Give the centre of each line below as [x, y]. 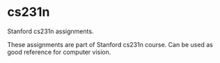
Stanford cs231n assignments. [50, 31]
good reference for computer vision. [59, 52]
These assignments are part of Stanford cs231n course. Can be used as [110, 44]
